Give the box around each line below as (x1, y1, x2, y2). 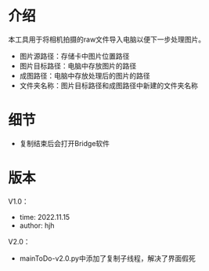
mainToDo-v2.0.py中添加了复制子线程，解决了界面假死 (19, 253, 196, 263)
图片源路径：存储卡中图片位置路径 (19, 51, 130, 60)
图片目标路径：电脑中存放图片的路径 (19, 60, 137, 71)
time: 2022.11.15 (19, 212, 70, 222)
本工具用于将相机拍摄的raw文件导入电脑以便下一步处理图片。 (8, 35, 206, 44)
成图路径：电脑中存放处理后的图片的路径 (19, 71, 150, 80)
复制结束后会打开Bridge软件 (19, 138, 110, 148)
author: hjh (19, 221, 55, 230)
